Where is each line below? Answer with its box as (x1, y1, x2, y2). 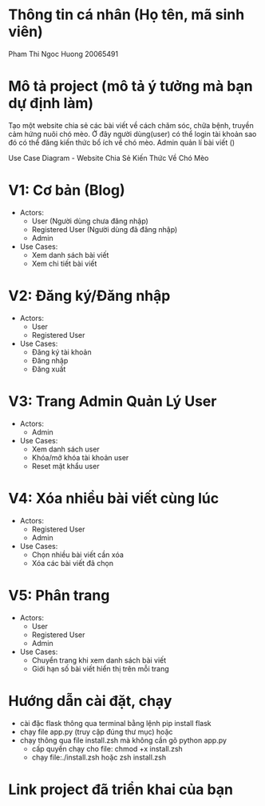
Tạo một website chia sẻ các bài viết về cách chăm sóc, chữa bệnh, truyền (8, 120, 254, 130)
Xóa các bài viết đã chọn (31, 558, 114, 567)
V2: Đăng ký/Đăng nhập (8, 287, 171, 305)
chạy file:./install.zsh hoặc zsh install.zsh (31, 752, 166, 762)
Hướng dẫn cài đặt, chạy (8, 692, 172, 710)
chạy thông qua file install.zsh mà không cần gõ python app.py (19, 735, 227, 745)
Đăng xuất (31, 364, 66, 374)
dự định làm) (8, 94, 94, 113)
